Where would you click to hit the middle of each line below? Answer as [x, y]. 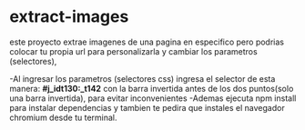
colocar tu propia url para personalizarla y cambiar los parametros [133, 51]
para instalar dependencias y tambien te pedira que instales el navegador [147, 107]
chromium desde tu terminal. [63, 117]
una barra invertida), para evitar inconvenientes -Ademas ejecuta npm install [153, 98]
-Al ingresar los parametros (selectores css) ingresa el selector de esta [142, 78]
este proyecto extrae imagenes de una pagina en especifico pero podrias [147, 42]
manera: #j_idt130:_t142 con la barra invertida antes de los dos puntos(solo [152, 88]
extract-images [69, 17]
